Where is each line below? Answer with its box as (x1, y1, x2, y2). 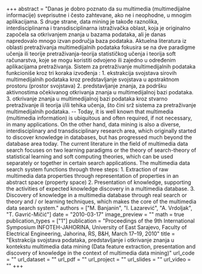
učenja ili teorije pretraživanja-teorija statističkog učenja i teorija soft (6, 50, 176, 57)
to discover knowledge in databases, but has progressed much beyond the (6, 134, 192, 141)
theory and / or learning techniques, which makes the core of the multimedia (6, 198, 197, 205)
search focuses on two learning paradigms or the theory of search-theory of (6, 146, 197, 154)
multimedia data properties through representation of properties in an (6, 172, 179, 179)
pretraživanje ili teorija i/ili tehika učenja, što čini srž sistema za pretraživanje (6, 102, 197, 108)
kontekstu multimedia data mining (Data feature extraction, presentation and (6, 243, 196, 250)
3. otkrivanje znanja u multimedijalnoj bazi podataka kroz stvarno (6, 95, 168, 102)
